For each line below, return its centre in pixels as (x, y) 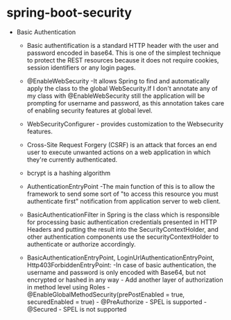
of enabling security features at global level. (90, 110)
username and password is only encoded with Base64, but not (116, 272)
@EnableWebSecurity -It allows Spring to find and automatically (118, 81)
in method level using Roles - (68, 287)
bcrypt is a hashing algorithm (69, 173)
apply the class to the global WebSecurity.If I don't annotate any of (122, 88)
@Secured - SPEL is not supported (77, 309)
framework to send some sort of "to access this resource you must (123, 194)
